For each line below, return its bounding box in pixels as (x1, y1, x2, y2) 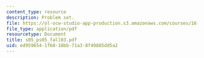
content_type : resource (6, 8, 67, 15)
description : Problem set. (6, 14, 75, 21)
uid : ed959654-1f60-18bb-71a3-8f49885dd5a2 (6, 43, 118, 49)
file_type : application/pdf (6, 25, 78, 32)
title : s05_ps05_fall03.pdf (6, 37, 78, 43)
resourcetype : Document (6, 31, 67, 37)
